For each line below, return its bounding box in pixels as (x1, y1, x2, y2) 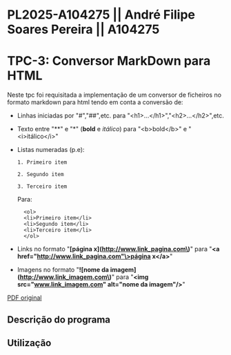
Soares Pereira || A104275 (7, 21, 160, 37)
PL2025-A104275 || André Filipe (7, 7, 195, 23)
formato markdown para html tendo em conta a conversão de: (7, 98, 183, 106)
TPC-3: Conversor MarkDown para (7, 53, 211, 69)
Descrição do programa (7, 314, 111, 325)
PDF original (7, 294, 42, 302)
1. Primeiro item (17, 159, 68, 166)
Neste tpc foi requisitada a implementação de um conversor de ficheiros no (7, 90, 222, 99)
